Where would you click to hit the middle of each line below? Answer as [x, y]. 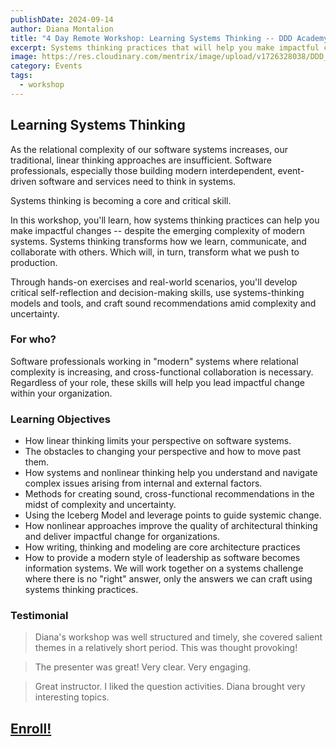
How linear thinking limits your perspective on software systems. [158, 441]
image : [24, 57]
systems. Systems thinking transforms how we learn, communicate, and [158, 241]
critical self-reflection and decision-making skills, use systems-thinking [157, 292]
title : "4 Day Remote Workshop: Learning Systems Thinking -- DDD [151, 38]
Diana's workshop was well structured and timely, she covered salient [178, 637]
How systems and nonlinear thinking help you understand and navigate [171, 473]
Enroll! [31, 728]
